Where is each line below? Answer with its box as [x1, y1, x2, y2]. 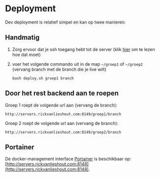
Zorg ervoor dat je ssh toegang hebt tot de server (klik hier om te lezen [12, 46, 155, 52]
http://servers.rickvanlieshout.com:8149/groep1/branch [5, 111, 121, 117]
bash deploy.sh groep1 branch [12, 76, 74, 81]
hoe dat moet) [12, 51, 41, 57]
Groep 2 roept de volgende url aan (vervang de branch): [5, 120, 118, 126]
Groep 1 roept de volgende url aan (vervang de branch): [5, 102, 117, 108]
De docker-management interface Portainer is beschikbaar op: [5, 156, 131, 162]
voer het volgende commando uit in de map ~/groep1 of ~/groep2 [12, 61, 143, 67]
